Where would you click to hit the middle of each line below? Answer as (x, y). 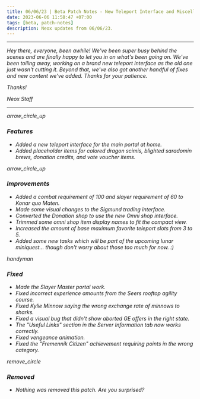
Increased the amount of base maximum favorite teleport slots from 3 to (104, 228)
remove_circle (24, 362)
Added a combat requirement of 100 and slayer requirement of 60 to (99, 197)
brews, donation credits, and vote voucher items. (75, 157)
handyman (20, 258)
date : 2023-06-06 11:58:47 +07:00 (50, 17)
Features (20, 131)
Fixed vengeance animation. (50, 338)
